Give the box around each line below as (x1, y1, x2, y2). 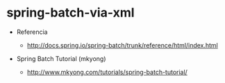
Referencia (16, 28, 48, 36)
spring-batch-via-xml (6, 5, 135, 21)
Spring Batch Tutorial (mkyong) (16, 54, 106, 63)
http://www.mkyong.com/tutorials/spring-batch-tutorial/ (26, 68, 188, 76)
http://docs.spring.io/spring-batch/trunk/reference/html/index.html (26, 41, 218, 49)
